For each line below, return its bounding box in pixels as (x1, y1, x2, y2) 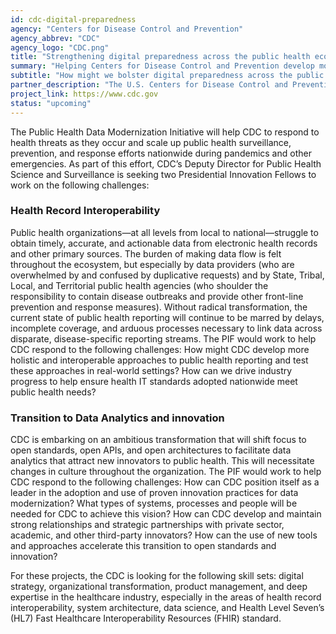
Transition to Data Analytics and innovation (10, 411, 225, 425)
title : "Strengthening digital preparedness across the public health (10, 52, 311, 62)
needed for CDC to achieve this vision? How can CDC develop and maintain (10, 508, 322, 520)
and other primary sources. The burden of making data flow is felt (10, 247, 282, 260)
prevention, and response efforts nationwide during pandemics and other (10, 147, 312, 159)
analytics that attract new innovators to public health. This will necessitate (10, 455, 315, 467)
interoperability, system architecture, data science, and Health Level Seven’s (10, 602, 325, 614)
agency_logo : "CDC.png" (10, 42, 110, 53)
